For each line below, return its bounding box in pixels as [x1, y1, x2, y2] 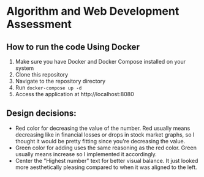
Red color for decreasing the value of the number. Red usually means [15, 124, 191, 132]
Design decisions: [6, 108, 77, 119]
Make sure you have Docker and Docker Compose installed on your [15, 58, 186, 65]
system [15, 64, 34, 72]
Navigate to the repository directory [15, 78, 106, 85]
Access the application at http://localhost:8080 [15, 91, 134, 97]
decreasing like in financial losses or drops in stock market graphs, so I [15, 130, 195, 138]
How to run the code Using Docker [6, 42, 140, 52]
